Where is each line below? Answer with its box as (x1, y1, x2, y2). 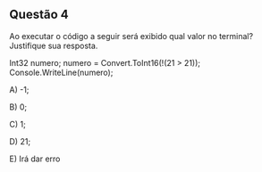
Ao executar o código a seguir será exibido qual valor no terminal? (9, 30, 253, 41)
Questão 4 (9, 7, 69, 22)
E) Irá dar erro (9, 153, 61, 164)
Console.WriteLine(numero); (9, 67, 114, 78)
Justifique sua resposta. (9, 40, 98, 51)
